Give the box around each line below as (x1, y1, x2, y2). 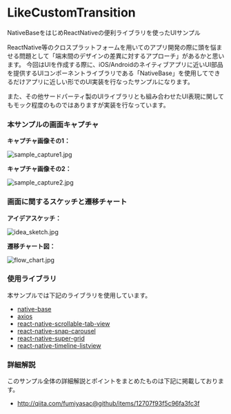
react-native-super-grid (17, 334, 85, 342)
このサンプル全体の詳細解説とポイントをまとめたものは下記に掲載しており (7, 377, 219, 385)
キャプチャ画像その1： (7, 136, 70, 145)
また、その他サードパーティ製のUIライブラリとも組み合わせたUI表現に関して (7, 92, 225, 101)
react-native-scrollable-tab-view (17, 319, 110, 328)
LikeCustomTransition (7, 5, 136, 21)
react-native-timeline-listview (17, 341, 101, 349)
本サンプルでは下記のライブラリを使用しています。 (7, 291, 152, 299)
